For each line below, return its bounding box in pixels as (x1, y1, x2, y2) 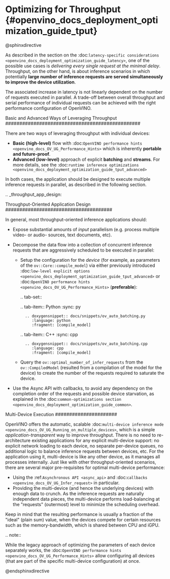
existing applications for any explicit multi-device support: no (31, 437, 160, 444)
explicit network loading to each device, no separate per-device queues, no (5, 443, 163, 449)
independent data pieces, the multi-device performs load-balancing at (12, 495, 160, 502)
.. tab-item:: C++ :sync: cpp (20, 331, 78, 337)
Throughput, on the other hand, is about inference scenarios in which (5, 68, 151, 74)
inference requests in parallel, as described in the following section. (5, 181, 147, 187)
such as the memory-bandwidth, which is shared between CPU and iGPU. (5, 522, 160, 528)
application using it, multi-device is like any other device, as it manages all (5, 453, 160, 459)
